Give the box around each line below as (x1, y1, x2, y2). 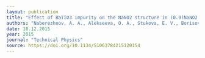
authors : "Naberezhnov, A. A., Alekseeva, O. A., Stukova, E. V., (6, 20, 179, 26)
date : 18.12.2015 (6, 25, 51, 32)
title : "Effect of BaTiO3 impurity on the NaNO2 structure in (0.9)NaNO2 (6, 14, 198, 21)
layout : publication (6, 8, 59, 15)
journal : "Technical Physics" (6, 37, 84, 43)
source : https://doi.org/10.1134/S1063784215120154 (6, 43, 140, 49)
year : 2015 (6, 31, 34, 37)
